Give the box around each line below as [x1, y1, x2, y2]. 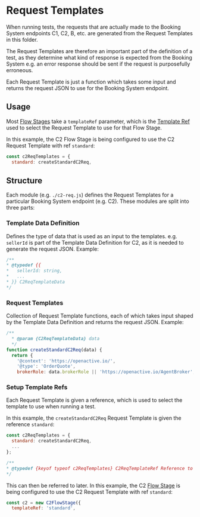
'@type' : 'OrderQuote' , [17, 364, 76, 370]
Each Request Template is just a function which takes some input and [6, 78, 177, 85]
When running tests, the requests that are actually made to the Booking [6, 23, 181, 30]
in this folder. [6, 36, 38, 43]
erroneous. [6, 66, 33, 73]
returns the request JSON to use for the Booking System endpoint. [6, 84, 170, 91]
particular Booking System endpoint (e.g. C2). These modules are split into [6, 198, 189, 205]
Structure [6, 176, 43, 186]
